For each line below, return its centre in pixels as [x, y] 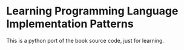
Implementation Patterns [70, 24]
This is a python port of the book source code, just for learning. [85, 40]
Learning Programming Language [92, 11]
